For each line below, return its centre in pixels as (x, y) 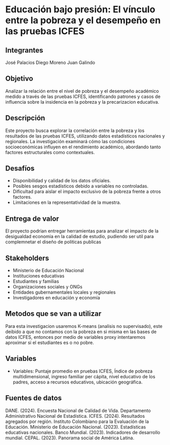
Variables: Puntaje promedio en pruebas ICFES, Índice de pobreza (83, 371)
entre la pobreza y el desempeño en (83, 20)
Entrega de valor (32, 218)
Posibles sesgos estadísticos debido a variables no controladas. (81, 186)
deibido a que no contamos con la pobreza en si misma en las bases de (81, 332)
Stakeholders (27, 258)
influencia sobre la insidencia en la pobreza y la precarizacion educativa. (82, 102)
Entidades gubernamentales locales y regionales (64, 292)
